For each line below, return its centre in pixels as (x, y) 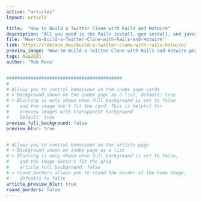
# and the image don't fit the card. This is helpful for (84, 106)
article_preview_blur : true (41, 184)
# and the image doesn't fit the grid (59, 162)
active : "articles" (31, 12)
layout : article (26, 17)
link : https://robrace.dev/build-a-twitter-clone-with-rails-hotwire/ (96, 45)
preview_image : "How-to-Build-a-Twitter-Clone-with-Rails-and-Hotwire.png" (103, 51)
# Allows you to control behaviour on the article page (78, 145)
